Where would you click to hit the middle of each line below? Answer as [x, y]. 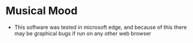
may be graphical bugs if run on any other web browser [83, 33]
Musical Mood [42, 11]
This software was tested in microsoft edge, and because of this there [100, 27]
